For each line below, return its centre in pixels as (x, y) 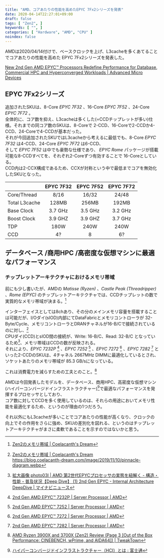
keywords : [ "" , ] (24, 28)
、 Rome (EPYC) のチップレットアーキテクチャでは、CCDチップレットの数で (81, 295)
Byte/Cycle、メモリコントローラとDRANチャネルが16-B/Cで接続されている (80, 324)
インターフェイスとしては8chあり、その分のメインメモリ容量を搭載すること (81, 312)
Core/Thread (22, 194)
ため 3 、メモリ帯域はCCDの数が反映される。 (53, 342)
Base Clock (20, 211)
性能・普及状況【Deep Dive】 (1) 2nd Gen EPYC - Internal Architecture (83, 481)
